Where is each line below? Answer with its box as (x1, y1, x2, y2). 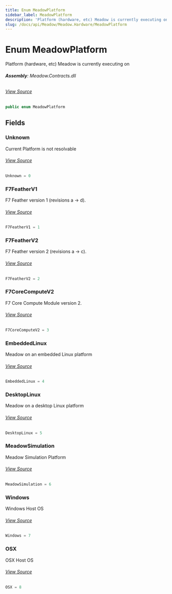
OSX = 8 (5, 584, 22, 590)
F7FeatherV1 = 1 (5, 225, 40, 230)
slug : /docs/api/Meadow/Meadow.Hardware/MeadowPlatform (5, 22, 127, 27)
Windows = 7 (5, 533, 31, 539)
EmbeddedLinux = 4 (5, 379, 45, 384)
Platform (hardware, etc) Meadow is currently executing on (5, 61, 130, 67)
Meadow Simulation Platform (5, 454, 67, 460)
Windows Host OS (5, 506, 44, 512)
